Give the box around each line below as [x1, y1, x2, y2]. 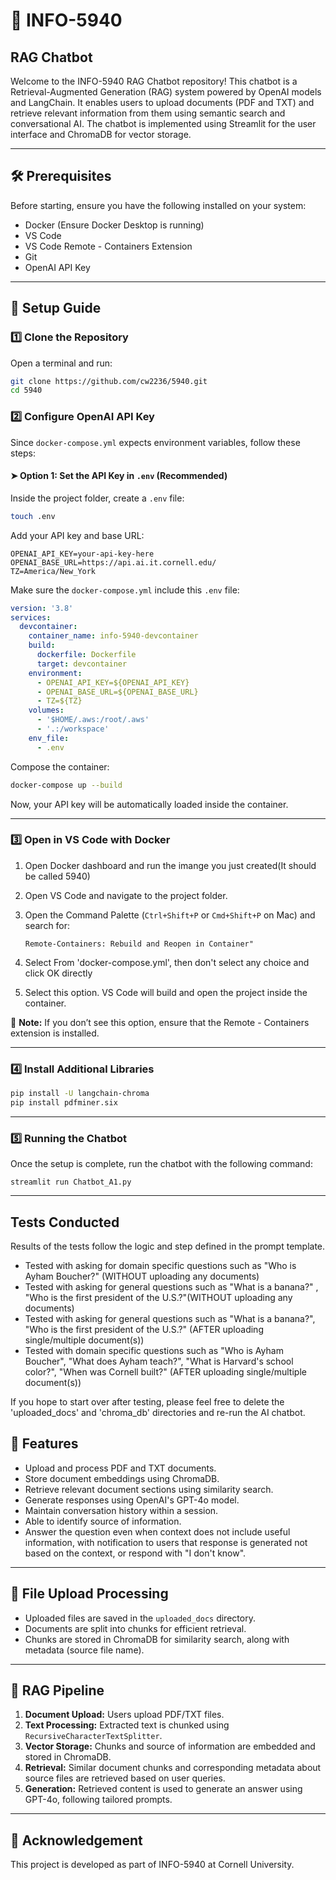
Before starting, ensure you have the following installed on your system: [10, 199, 307, 211]
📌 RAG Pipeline [10, 1682, 105, 1699]
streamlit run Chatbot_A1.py [10, 1177, 132, 1188]
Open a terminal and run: [10, 357, 113, 369]
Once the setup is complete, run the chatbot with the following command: [10, 1158, 313, 1170]
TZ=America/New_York [10, 566, 97, 576]
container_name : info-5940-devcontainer [28, 631, 199, 641]
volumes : [28, 705, 65, 716]
